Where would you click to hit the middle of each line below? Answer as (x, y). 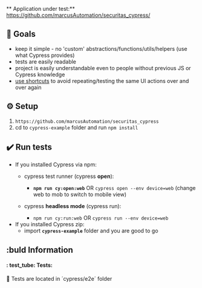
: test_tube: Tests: (29, 265)
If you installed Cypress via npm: (56, 165)
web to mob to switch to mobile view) (80, 195)
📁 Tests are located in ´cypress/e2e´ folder (59, 279)
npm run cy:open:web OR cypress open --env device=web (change (114, 188)
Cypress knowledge (40, 74)
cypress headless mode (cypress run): (73, 206)
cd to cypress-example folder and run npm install (77, 127)
